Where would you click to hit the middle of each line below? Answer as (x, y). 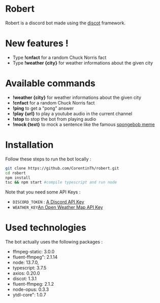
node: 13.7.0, (26, 262)
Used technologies (46, 228)
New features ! (37, 43)
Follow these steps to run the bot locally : (48, 159)
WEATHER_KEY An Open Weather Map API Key (58, 207)
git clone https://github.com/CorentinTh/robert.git (62, 168)
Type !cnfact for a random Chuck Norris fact (59, 57)
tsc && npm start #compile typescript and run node (61, 182)
